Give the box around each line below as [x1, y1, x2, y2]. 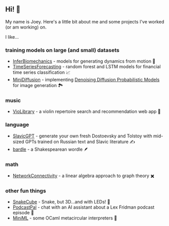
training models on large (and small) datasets [5, 46, 120, 53]
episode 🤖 [12, 210, 34, 216]
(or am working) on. [5, 24, 47, 30]
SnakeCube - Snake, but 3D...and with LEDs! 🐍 [12, 199, 110, 205]
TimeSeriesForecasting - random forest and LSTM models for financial [12, 64, 161, 70]
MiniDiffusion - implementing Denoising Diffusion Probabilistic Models [12, 77, 160, 83]
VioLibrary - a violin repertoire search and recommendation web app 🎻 [12, 108, 161, 115]
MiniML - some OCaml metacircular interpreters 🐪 [12, 215, 117, 221]
